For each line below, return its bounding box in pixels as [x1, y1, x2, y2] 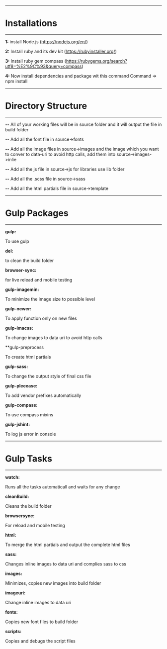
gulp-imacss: [5, 325, 34, 331]
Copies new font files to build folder [5, 619, 79, 625]
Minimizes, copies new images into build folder [5, 580, 101, 586]
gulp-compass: [5, 402, 38, 408]
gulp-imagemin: [5, 286, 39, 292]
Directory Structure [5, 100, 87, 112]
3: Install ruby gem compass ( [5, 58, 66, 64]
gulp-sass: [5, 364, 28, 370]
